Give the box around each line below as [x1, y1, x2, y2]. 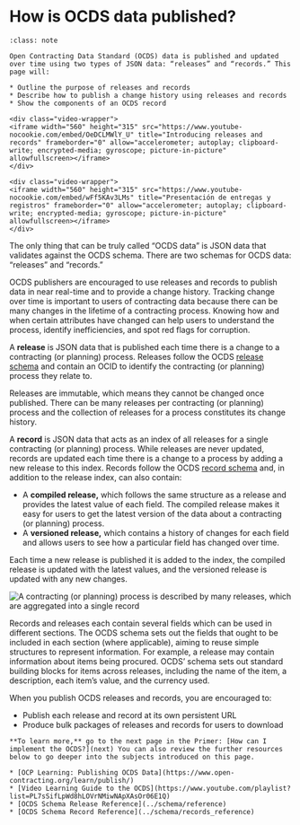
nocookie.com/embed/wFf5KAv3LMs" [9, 193, 135, 202]
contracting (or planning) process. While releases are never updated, [9, 443, 265, 454]
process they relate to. [9, 370, 93, 381]
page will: [9, 67, 50, 76]
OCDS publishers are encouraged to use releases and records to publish [9, 276, 278, 287]
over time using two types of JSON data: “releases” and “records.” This [9, 59, 292, 68]
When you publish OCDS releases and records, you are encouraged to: [9, 692, 272, 703]
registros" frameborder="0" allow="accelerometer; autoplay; [9, 200, 243, 210]
